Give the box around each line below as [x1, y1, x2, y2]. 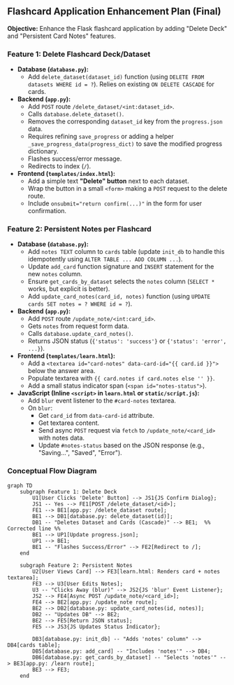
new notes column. [27, 270, 82, 278]
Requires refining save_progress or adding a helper [27, 133, 175, 141]
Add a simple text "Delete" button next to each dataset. [27, 177, 189, 185]
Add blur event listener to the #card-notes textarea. [27, 396, 177, 405]
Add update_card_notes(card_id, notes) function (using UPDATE [27, 292, 211, 301]
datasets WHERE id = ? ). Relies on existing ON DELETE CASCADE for [27, 80, 214, 88]
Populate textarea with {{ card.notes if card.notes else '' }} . [27, 374, 215, 383]
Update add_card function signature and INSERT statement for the [27, 262, 214, 271]
